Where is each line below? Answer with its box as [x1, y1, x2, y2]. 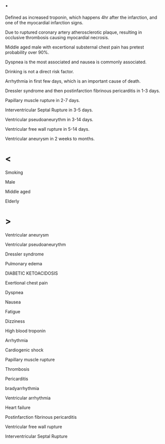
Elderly [5, 198, 20, 204]
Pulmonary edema [5, 260, 42, 266]
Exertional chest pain [5, 280, 48, 286]
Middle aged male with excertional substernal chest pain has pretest [5, 44, 144, 50]
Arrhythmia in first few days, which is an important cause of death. [5, 78, 141, 84]
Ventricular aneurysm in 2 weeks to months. [5, 136, 95, 142]
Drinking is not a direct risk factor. [5, 68, 74, 74]
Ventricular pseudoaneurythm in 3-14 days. [5, 116, 94, 122]
